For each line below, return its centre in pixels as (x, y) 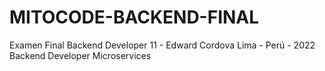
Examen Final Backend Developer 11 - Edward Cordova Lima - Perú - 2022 (162, 45)
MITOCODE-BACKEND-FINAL (134, 17)
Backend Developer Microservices (80, 55)
